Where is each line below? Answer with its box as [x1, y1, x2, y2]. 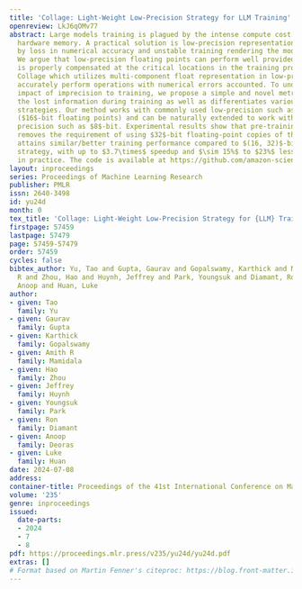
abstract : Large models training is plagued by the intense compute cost [9, 30, 292, 39]
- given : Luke [9, 449, 63, 458]
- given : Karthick [9, 331, 78, 340]
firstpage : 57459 [9, 222, 75, 231]
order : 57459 [9, 248, 58, 257]
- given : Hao [9, 365, 58, 374]
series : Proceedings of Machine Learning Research [9, 172, 203, 181]
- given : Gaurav [9, 314, 70, 324]
